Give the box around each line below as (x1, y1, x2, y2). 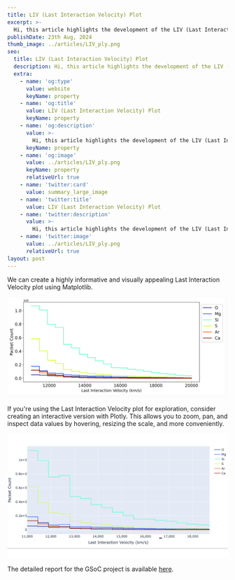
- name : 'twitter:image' (20, 233, 92, 240)
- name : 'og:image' (20, 151, 77, 159)
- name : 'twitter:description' (20, 211, 111, 218)
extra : (13, 70, 33, 77)
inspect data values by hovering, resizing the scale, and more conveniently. (7, 420, 225, 428)
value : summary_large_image (25, 188, 108, 195)
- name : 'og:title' (20, 100, 77, 107)
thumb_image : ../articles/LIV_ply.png (7, 41, 120, 48)
